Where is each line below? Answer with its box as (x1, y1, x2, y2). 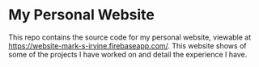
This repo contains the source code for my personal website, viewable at (8, 32, 252, 42)
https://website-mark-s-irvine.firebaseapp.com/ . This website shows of (8, 40, 247, 50)
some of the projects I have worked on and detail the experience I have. (8, 49, 248, 59)
